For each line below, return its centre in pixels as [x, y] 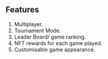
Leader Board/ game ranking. [50, 37]
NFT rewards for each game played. [58, 43]
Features [22, 10]
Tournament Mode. [38, 30]
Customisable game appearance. [55, 49]
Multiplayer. [28, 24]
